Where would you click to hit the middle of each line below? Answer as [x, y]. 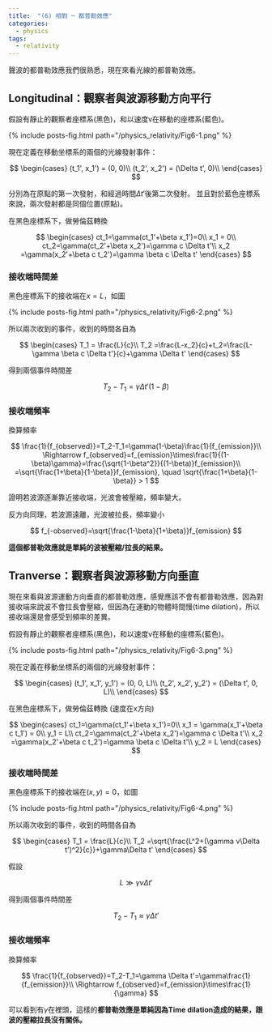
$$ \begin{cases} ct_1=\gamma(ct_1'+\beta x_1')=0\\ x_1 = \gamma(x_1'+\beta [136, 725]
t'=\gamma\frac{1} [220, 975]
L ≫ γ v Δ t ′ [136, 883]
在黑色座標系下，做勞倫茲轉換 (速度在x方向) [81, 709]
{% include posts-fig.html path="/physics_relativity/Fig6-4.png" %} [121, 808]
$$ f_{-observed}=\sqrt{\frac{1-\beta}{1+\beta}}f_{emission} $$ [136, 531]
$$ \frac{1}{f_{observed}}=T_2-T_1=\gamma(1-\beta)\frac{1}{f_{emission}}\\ [136, 446]
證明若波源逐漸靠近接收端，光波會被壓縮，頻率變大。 [97, 497]
